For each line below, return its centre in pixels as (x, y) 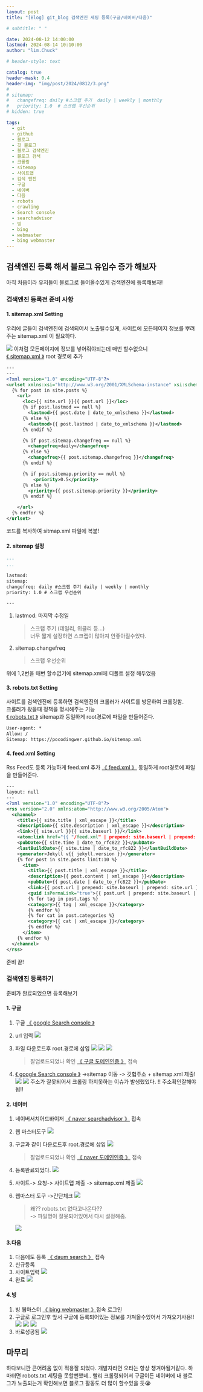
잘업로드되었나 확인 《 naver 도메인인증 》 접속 (86, 1157)
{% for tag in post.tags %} (63, 899)
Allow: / (17, 734)
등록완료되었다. (33, 1170)
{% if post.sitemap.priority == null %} (74, 474)
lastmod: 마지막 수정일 (42, 616)
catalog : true (24, 73)
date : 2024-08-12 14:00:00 (40, 39)
